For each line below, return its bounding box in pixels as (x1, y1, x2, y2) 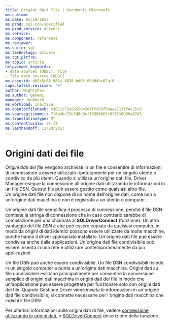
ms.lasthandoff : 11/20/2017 (5, 126, 65, 131)
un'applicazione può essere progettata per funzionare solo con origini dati (5, 281, 160, 287)
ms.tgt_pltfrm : (5, 54, 38, 60)
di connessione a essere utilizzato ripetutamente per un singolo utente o (5, 170, 156, 176)
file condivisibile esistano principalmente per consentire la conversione (5, 271, 154, 277)
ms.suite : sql (5, 45, 36, 50)
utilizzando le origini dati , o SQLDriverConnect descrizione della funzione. (5, 313, 160, 319)
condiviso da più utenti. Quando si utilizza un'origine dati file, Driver (5, 175, 147, 181)
